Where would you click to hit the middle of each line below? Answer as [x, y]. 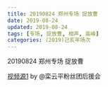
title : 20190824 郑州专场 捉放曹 [53, 14]
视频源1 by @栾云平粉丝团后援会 [54, 76]
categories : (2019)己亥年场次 [49, 40]
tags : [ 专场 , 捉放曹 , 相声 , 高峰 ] [53, 34]
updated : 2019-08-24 [38, 27]
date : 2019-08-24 [33, 21]
